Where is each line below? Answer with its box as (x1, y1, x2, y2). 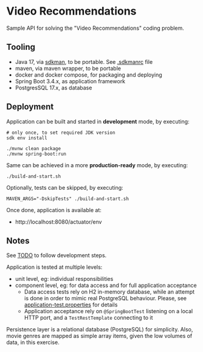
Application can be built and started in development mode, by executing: (6, 117, 190, 125)
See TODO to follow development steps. (6, 252, 107, 259)
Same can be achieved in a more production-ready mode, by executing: (6, 161, 188, 168)
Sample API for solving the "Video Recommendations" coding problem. (6, 24, 184, 32)
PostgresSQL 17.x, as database (15, 84, 92, 91)
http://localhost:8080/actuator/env (15, 218, 102, 226)
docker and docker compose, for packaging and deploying (15, 71, 162, 78)
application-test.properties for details (24, 301, 118, 308)
